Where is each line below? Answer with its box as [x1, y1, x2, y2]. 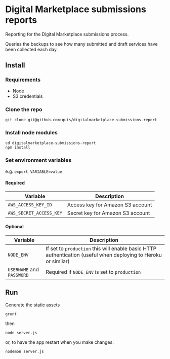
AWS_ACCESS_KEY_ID [8, 202, 52, 207]
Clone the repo [5, 105, 42, 113]
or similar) [45, 258, 70, 265]
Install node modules [5, 129, 58, 136]
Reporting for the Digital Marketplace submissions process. [5, 31, 129, 37]
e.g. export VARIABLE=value [5, 168, 62, 174]
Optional [5, 224, 24, 230]
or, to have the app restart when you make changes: [5, 339, 114, 345]
